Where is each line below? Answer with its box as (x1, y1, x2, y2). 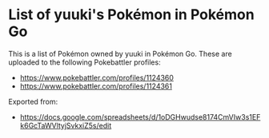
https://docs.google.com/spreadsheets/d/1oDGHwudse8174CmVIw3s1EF (19, 112, 261, 121)
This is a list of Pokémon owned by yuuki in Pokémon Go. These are (8, 49, 232, 58)
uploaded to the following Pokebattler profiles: (8, 57, 162, 67)
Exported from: (8, 97, 58, 106)
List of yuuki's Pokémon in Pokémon (8, 6, 255, 24)
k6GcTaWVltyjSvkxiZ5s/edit (19, 120, 112, 130)
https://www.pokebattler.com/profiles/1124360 (19, 73, 175, 82)
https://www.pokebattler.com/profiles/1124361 (19, 81, 172, 91)
